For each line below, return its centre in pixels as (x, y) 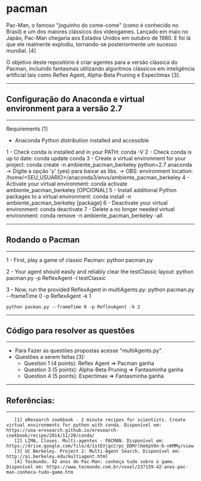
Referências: (31, 401)
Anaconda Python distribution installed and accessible (82, 140)
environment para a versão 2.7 (64, 109)
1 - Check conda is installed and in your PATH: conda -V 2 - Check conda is (99, 152)
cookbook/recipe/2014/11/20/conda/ (51, 436)
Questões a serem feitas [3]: (50, 357)
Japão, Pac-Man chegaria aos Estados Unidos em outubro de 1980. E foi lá (98, 38)
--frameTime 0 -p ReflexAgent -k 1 (49, 296)
